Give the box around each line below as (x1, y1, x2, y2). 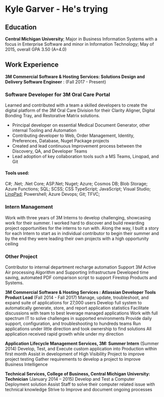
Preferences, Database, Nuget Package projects (12, 138, 109, 144)
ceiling (5, 240, 19, 246)
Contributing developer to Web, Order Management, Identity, (12, 132, 135, 138)
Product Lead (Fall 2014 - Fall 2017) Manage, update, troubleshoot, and (5, 294, 149, 300)
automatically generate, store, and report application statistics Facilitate (5, 305, 149, 311)
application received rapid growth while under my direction (5, 331, 123, 337)
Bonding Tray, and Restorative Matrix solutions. (5, 113, 100, 119)
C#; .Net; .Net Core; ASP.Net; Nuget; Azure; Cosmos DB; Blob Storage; (5, 181, 148, 187)
